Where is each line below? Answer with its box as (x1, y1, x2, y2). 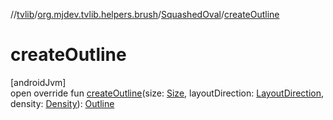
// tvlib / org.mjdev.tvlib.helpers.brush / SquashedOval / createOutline (10, 9, 280, 20)
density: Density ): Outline (10, 97, 115, 109)
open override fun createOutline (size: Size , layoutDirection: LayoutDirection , (10, 87, 325, 99)
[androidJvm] (10, 76, 67, 88)
